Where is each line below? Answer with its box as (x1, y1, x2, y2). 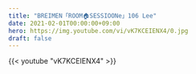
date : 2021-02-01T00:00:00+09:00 (8, 19, 120, 27)
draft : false (8, 34, 52, 43)
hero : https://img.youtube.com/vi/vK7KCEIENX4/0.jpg (8, 27, 189, 35)
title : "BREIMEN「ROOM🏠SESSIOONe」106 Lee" (8, 11, 157, 20)
